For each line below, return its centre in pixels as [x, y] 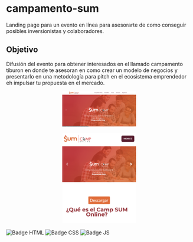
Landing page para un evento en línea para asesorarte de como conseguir [96, 25]
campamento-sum [53, 9]
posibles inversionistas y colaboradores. [55, 31]
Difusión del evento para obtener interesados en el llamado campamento [94, 64]
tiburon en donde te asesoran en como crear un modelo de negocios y [92, 70]
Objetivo [22, 50]
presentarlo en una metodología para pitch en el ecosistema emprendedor [97, 76]
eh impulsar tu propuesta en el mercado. [55, 83]
